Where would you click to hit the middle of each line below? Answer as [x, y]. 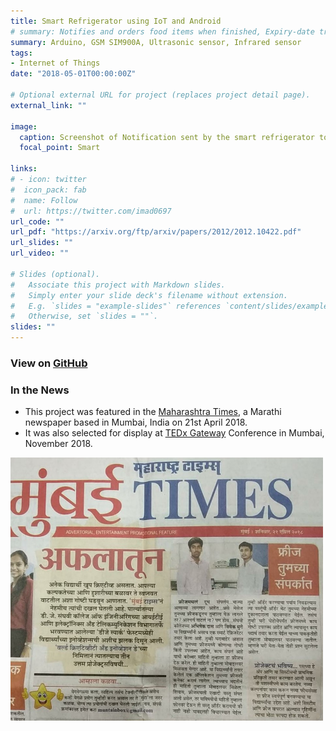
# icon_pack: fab [48, 190]
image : [24, 126]
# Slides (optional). [55, 274]
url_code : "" [37, 221]
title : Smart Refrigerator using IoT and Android [116, 21]
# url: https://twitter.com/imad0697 [91, 211]
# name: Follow [44, 200]
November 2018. [58, 444]
